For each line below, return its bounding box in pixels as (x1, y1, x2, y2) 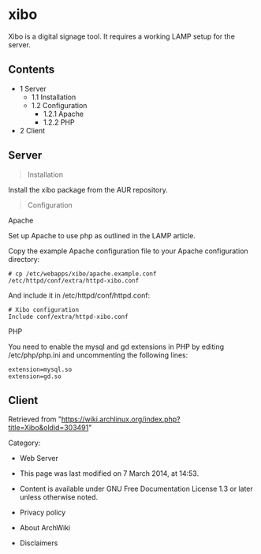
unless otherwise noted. (19, 492, 99, 502)
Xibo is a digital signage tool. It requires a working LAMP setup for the (8, 32, 235, 41)
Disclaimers (19, 538, 58, 548)
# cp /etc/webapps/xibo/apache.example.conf (8, 270, 157, 278)
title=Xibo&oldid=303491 (8, 423, 89, 432)
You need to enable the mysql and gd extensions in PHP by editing (8, 342, 225, 351)
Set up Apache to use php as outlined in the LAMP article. (8, 230, 196, 240)
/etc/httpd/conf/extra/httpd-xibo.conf (8, 276, 140, 285)
